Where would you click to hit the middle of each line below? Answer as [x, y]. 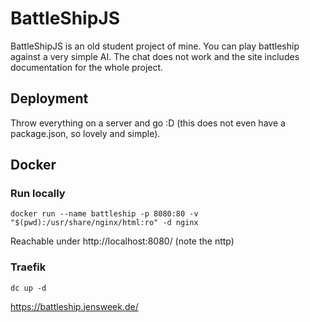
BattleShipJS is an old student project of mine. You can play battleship [155, 46]
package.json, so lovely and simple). [85, 133]
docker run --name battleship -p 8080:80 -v [104, 214]
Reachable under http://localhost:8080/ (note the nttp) [122, 241]
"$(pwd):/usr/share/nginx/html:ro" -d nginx [104, 223]
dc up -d [28, 288]
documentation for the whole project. [87, 67]
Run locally [38, 194]
